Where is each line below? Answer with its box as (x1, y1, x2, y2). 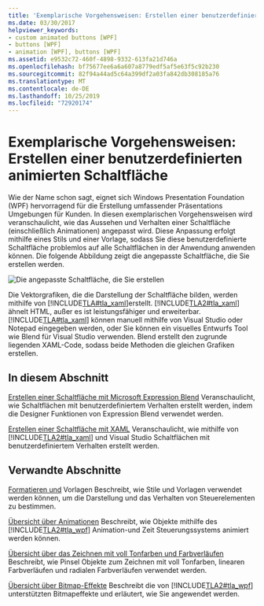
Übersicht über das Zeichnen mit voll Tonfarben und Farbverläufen (8, 549, 224, 558)
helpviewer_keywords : (8, 26, 79, 34)
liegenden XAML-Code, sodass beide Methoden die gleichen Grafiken (8, 340, 235, 350)
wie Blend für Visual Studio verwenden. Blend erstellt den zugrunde (8, 332, 228, 342)
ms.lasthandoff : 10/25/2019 (8, 92, 101, 100)
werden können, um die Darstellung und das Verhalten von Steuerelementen (8, 493, 255, 502)
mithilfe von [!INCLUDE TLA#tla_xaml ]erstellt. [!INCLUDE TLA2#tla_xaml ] (8, 298, 240, 308)
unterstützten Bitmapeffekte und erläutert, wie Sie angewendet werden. (8, 589, 240, 598)
